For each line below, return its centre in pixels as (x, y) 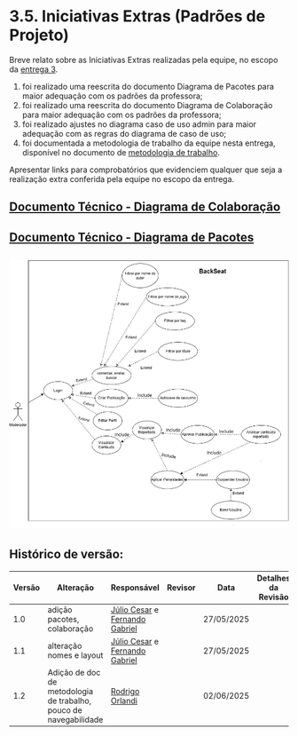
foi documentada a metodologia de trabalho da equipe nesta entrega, (149, 143)
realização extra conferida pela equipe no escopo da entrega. (122, 178)
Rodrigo (125, 691)
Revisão (274, 598)
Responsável (135, 588)
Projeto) (39, 35)
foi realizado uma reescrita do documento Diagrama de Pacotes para (148, 86)
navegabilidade (75, 719)
